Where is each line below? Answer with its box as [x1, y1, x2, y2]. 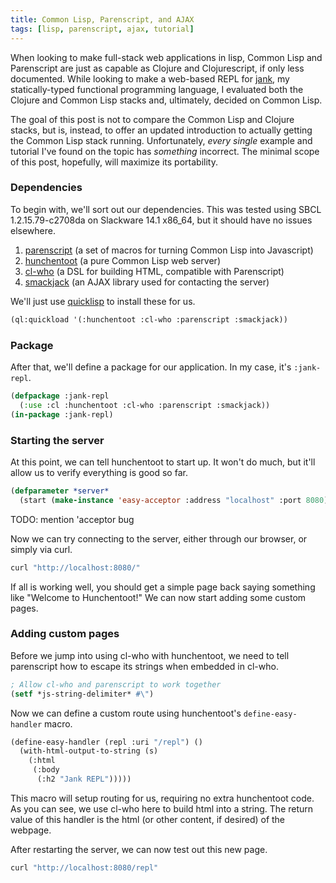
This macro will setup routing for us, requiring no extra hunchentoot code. [10, 792, 315, 804]
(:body [32, 765, 60, 775]
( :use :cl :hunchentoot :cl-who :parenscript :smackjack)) [19, 400, 271, 410]
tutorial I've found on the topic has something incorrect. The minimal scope [10, 145, 320, 157]
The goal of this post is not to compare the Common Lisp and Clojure [10, 113, 295, 125]
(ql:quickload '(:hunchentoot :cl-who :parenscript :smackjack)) [10, 314, 288, 325]
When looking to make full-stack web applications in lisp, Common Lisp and [10, 51, 323, 63]
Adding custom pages [10, 627, 120, 641]
